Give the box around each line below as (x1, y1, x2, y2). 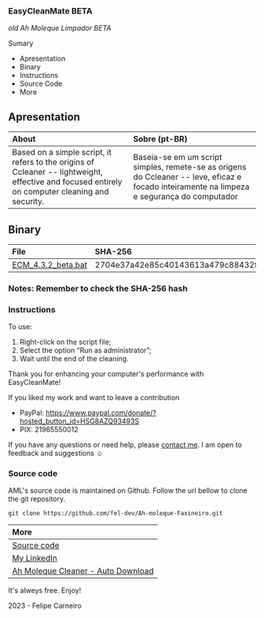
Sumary (8, 39, 34, 48)
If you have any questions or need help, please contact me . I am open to (8, 440, 242, 450)
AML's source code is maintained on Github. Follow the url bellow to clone (8, 486, 247, 495)
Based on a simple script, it (12, 147, 112, 158)
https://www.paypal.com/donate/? (46, 408, 157, 418)
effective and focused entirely (12, 176, 123, 187)
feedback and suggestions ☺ (8, 449, 104, 458)
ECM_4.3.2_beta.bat (12, 259, 88, 270)
